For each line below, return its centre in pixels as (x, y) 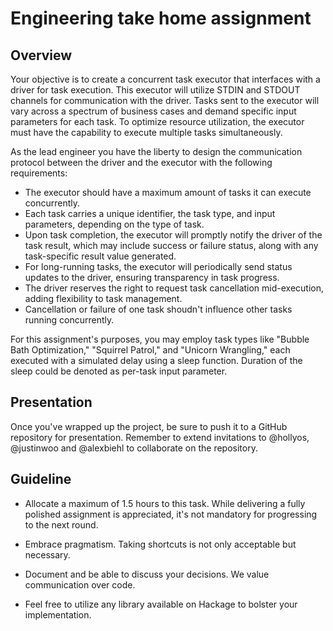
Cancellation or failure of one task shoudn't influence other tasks (158, 309)
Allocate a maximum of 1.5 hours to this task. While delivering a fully (165, 503)
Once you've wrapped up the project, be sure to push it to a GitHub (149, 426)
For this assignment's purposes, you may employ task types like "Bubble (160, 339)
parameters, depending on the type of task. (114, 224)
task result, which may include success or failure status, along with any (171, 245)
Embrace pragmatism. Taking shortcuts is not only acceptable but (160, 544)
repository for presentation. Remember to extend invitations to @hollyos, (160, 437)
